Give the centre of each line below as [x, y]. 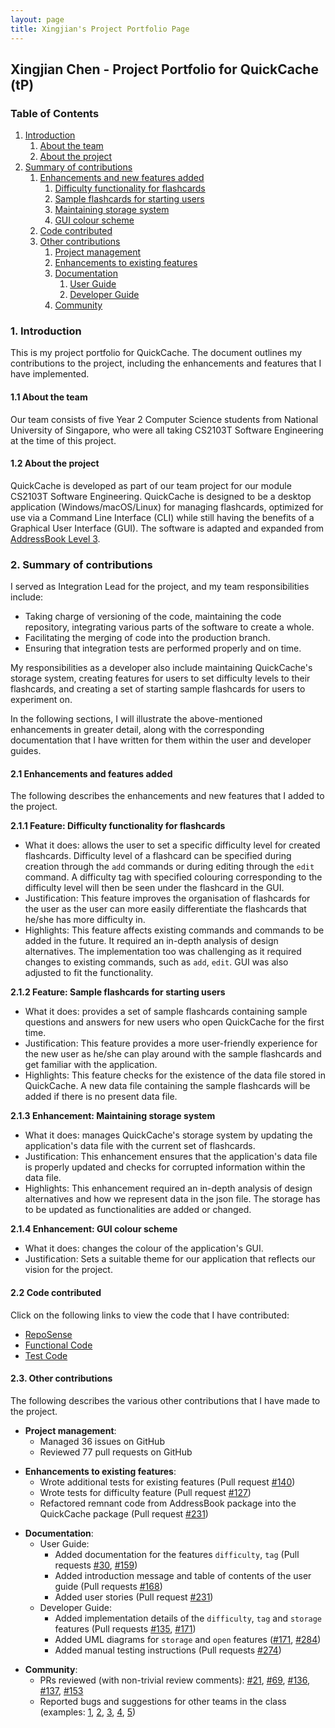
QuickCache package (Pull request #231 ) [124, 1513]
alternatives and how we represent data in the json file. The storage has [172, 1199]
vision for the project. [68, 1270]
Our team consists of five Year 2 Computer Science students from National [164, 419]
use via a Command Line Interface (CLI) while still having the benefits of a [162, 517]
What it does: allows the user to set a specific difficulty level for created [172, 845]
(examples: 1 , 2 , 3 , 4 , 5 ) [88, 1712]
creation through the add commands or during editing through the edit [169, 867]
